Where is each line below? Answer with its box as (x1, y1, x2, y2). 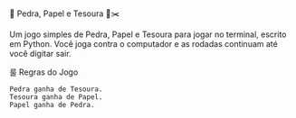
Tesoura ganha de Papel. (9, 93, 103, 102)
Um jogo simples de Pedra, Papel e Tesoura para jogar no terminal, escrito (9, 29, 287, 40)
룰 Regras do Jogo (9, 67, 79, 77)
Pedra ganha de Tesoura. (9, 85, 103, 94)
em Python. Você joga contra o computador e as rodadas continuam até (9, 39, 278, 49)
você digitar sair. (9, 49, 72, 59)
